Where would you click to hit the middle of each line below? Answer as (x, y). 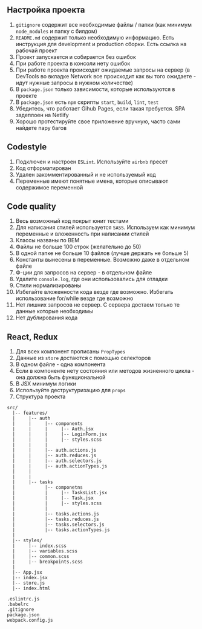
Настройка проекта (46, 10)
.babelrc (18, 604)
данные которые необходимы (54, 311)
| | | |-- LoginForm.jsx (60, 434)
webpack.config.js (30, 620)
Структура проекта (41, 396)
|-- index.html (31, 588)
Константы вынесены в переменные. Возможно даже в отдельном (103, 260)
